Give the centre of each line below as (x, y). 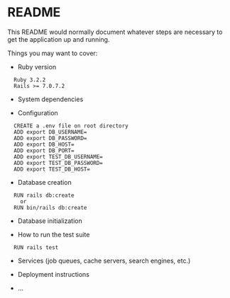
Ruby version (37, 67)
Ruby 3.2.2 (30, 80)
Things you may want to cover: (53, 53)
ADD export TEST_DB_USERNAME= (58, 156)
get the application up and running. (59, 39)
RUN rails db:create (44, 195)
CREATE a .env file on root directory (71, 126)
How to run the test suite (54, 234)
